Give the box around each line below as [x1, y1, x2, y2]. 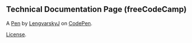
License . [6, 31, 27, 38]
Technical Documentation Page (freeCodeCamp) [6, 5, 187, 14]
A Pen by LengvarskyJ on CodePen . [6, 19, 93, 26]
